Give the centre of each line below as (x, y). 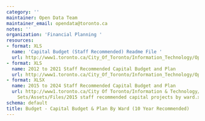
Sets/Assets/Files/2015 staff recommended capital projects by (99, 97)
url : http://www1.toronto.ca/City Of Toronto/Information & (90, 92)
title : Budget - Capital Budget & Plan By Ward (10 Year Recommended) (98, 108)
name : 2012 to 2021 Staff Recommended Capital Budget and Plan (94, 69)
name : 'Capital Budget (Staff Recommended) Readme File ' (87, 52)
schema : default (27, 103)
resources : (20, 40)
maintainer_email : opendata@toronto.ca (57, 23)
